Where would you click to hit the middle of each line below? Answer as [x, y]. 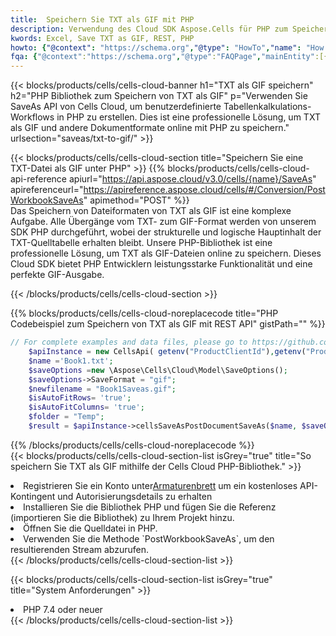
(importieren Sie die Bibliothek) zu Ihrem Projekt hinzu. [122, 517]
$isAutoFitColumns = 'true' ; [86, 407]
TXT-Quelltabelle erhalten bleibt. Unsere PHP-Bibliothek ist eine [141, 243]
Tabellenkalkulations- [267, 107]
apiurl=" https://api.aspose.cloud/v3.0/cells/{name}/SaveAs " [192, 179]
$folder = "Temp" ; [66, 417]
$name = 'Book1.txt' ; [71, 361]
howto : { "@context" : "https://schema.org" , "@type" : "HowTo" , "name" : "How [167, 47]
